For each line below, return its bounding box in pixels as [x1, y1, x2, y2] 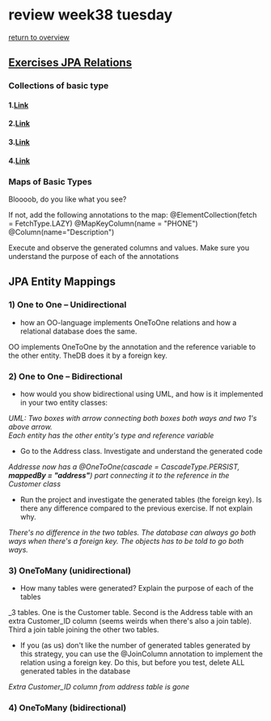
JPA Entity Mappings [8, 275, 116, 289]
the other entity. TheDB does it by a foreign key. [8, 350, 168, 360]
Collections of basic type [8, 80, 109, 91]
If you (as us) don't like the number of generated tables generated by [19, 641, 251, 651]
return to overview [8, 32, 70, 42]
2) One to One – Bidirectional [8, 371, 123, 382]
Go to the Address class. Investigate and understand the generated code [19, 446, 263, 456]
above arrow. [8, 422, 53, 431]
